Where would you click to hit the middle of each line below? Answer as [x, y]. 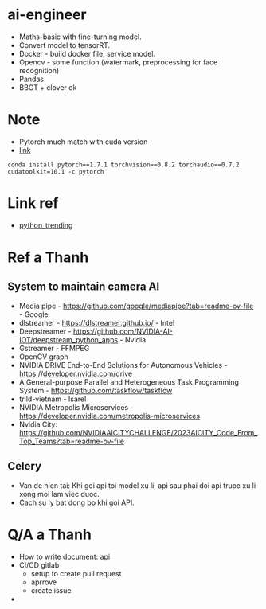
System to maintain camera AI [84, 287]
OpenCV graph [43, 357]
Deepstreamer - [45, 331]
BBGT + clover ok [48, 87]
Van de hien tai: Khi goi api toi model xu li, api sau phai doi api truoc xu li [137, 485]
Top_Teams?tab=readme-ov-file [72, 441]
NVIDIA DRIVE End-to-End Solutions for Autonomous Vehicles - [123, 365]
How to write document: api [65, 556]
